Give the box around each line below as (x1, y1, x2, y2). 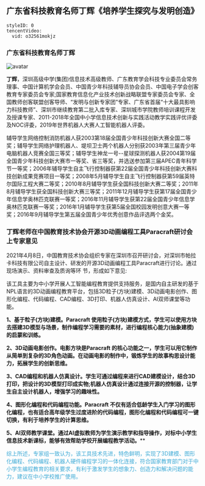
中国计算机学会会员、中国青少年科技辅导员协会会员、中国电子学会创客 (22, 83, 199, 91)
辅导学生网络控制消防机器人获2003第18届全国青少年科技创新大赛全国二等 (6, 134, 191, 142)
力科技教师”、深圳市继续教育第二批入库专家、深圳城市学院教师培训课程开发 (6, 106, 196, 113)
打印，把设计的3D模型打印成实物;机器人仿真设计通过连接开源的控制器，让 (6, 380, 192, 387)
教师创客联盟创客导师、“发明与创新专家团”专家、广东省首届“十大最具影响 (11, 99, 195, 106)
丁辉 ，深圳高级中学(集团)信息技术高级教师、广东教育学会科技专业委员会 (6, 75, 187, 83)
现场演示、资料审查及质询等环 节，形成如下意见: (6, 267, 127, 274)
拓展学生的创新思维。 (16, 360, 71, 367)
